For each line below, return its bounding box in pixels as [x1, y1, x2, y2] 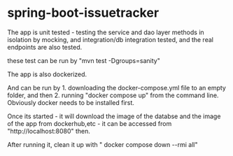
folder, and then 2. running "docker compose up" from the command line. [7, 91, 219, 99]
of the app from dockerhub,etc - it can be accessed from [7, 119, 172, 127]
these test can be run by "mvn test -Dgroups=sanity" [7, 56, 161, 64]
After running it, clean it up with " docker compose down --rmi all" [7, 140, 198, 148]
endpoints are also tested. [7, 43, 83, 51]
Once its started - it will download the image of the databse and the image [7, 112, 221, 120]
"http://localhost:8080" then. [7, 127, 91, 135]
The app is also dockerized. [7, 70, 87, 78]
